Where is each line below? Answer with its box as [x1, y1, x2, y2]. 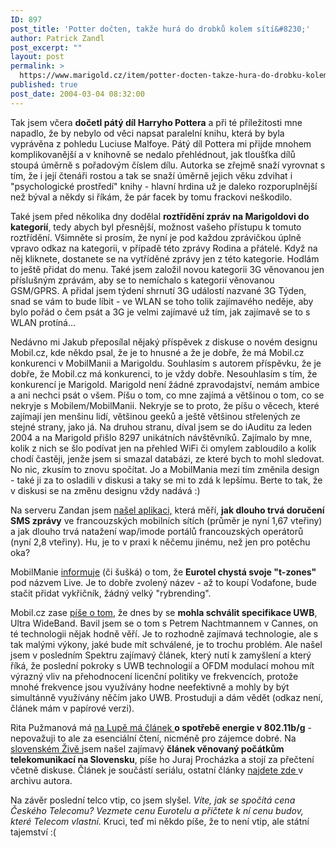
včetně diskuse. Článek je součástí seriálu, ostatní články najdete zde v [10, 764, 304, 776]
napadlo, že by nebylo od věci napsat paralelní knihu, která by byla [10, 127, 285, 139]
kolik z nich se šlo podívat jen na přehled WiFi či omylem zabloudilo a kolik [10, 442, 317, 454]
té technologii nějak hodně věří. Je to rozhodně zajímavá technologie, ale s [10, 627, 319, 640]
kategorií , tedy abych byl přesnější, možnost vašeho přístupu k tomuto [10, 221, 302, 233]
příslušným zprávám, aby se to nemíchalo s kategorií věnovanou [10, 274, 275, 286]
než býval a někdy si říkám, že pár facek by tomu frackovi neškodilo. [10, 191, 293, 203]
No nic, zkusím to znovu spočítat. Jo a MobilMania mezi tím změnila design [10, 463, 320, 475]
